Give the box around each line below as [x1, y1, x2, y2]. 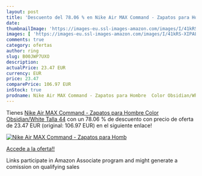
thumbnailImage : [6, 25, 47, 32]
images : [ [6, 31, 31, 37]
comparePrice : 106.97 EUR [6, 82, 71, 88]
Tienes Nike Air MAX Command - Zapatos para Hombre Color [6, 109, 159, 116]
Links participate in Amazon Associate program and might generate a [6, 157, 178, 164]
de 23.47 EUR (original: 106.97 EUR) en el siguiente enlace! [6, 121, 152, 129]
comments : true [6, 37, 44, 43]
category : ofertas [6, 43, 52, 49]
